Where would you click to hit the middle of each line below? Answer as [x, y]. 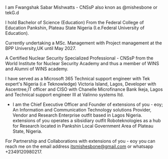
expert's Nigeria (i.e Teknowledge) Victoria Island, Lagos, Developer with [81, 84]
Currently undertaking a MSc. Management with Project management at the [84, 43]
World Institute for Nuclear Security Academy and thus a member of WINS [82, 63]
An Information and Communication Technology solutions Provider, [82, 110]
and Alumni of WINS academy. [37, 69]
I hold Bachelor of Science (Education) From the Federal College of [75, 22]
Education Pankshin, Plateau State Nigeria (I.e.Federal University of [75, 28]
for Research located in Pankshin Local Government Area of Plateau [83, 126]
